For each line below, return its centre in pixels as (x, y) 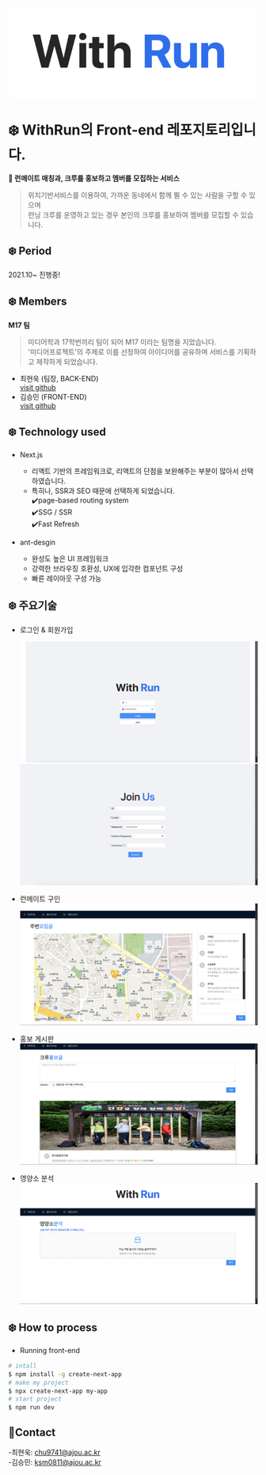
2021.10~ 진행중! (34, 275)
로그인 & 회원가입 (46, 629)
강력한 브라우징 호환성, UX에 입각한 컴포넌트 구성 (107, 569)
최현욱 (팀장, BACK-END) (59, 379)
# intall (23, 1366)
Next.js (31, 455)
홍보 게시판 (37, 1038)
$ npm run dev (32, 1408)
